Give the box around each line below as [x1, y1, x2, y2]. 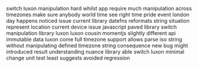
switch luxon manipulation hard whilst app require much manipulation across [6, 5, 192, 12]
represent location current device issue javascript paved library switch [6, 23, 177, 30]
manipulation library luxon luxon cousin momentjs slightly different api [6, 30, 176, 37]
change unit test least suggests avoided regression [6, 55, 130, 61]
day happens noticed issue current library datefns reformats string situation [6, 17, 190, 24]
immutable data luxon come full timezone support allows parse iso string [6, 36, 183, 43]
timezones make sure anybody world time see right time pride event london [6, 11, 190, 18]
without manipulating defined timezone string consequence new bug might [6, 42, 189, 49]
